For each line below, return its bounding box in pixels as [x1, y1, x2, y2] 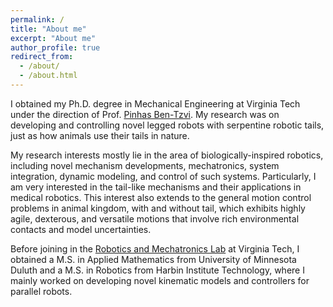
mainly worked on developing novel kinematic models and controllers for [10, 274, 310, 286]
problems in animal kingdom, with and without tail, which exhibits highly [10, 202, 306, 214]
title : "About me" [10, 24, 87, 34]
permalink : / [10, 14, 65, 25]
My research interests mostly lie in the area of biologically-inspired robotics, [10, 149, 324, 161]
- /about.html [19, 71, 78, 81]
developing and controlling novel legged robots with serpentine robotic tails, [10, 119, 325, 131]
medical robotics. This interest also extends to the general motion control [10, 191, 312, 203]
